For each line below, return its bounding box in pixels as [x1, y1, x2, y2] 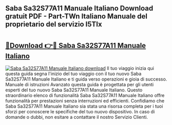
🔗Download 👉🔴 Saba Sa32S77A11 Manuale [5, 41, 146, 50]
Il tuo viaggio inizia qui [107, 65, 154, 71]
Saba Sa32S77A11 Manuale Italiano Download [5, 4, 154, 13]
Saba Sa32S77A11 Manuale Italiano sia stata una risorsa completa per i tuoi [5, 103, 163, 109]
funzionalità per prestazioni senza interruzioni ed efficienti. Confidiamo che [5, 98, 165, 104]
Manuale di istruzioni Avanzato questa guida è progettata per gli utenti [5, 82, 154, 87]
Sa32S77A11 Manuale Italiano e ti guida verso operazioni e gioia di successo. [5, 76, 167, 82]
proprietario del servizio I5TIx [5, 20, 102, 29]
